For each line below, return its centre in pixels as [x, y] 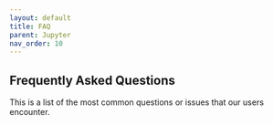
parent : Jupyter [40, 35]
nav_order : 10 [37, 43]
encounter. [30, 112]
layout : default [40, 18]
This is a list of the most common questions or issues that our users [137, 102]
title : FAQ [30, 26]
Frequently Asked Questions [93, 80]
